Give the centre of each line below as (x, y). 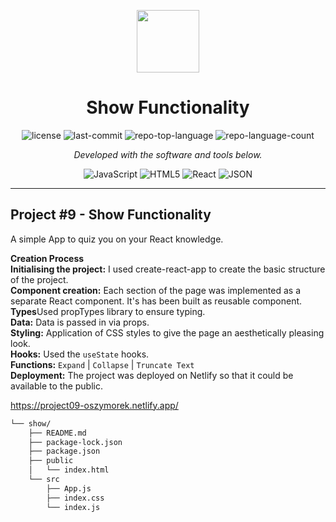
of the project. (39, 279)
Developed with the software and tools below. (168, 154)
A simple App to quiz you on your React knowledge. (117, 239)
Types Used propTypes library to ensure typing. (108, 311)
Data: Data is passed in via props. (80, 322)
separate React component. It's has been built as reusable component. (156, 301)
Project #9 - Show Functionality (111, 215)
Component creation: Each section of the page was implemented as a (156, 290)
